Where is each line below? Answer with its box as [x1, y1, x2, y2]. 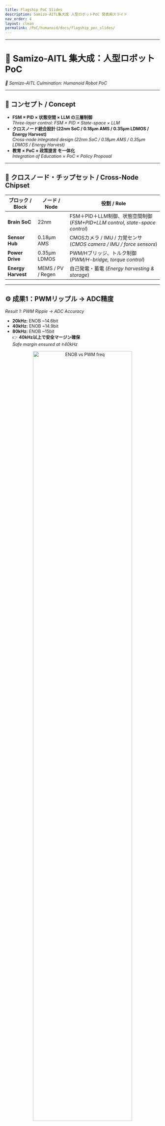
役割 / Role [101, 200, 126, 207]
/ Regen [37, 271, 55, 278]
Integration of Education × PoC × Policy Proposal [12, 153, 112, 159]
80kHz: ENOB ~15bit [12, 328, 55, 334]
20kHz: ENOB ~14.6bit [12, 318, 58, 324]
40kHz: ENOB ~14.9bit [12, 323, 59, 329]
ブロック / [8, 197, 32, 204]
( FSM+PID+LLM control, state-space [69, 219, 156, 226]
